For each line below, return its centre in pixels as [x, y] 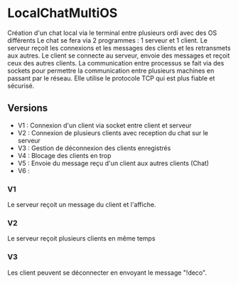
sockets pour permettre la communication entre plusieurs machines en [111, 70]
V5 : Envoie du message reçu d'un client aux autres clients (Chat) [113, 163]
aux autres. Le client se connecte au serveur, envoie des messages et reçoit [119, 56]
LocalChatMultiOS [63, 13]
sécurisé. [21, 85]
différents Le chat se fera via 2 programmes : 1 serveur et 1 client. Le [108, 40]
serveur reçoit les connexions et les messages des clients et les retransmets [119, 48]
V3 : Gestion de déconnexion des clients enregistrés [94, 148]
